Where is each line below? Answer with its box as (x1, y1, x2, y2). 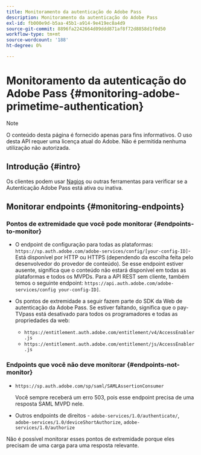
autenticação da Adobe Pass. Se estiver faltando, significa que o (14, 304, 176, 311)
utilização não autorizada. (6, 144, 71, 151)
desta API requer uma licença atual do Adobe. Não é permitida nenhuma (6, 137, 187, 145)
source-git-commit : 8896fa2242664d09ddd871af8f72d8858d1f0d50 (6, 25, 166, 32)
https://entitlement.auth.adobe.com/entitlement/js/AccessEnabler (24, 341, 195, 347)
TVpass (14, 311, 34, 318)
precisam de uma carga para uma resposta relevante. (6, 442, 139, 449)
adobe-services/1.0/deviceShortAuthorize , (14, 418, 123, 425)
